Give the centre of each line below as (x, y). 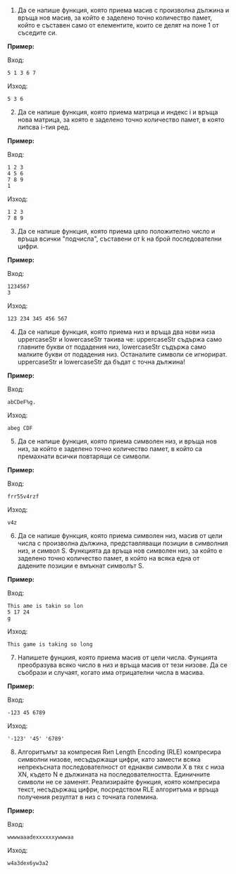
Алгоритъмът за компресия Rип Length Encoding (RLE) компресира (119, 752)
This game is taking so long (50, 645)
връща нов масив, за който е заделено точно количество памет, (115, 18)
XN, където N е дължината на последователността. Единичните (114, 774)
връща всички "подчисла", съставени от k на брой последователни (119, 239)
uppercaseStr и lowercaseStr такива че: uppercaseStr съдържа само (120, 339)
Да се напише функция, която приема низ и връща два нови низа (116, 332)
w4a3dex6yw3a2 (28, 863)
